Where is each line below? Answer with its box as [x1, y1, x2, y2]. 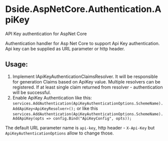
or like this [77, 105, 98, 111]
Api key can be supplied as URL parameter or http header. [5, 45, 125, 51]
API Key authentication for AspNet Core [5, 30, 87, 36]
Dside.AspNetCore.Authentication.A [5, 3, 161, 15]
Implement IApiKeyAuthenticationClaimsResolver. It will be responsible [12, 73, 158, 79]
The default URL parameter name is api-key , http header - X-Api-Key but [5, 124, 155, 130]
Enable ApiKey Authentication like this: [12, 94, 92, 100]
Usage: [5, 60, 29, 68]
